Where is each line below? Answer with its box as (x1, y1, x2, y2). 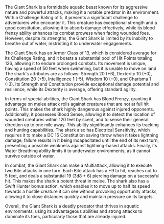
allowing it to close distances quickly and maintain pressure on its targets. (5, 194, 154, 200)
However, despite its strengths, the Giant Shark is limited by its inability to (5, 35, 153, 41)
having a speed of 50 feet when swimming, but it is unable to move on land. (5, 66, 158, 71)
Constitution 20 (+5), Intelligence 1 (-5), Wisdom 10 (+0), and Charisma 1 (5, 76, 151, 82)
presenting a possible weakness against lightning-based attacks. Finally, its (5, 143, 158, 148)
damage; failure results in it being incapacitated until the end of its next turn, (5, 137, 159, 143)
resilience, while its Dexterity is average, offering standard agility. (5, 87, 137, 92)
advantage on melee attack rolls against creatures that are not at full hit (5, 101, 149, 107)
